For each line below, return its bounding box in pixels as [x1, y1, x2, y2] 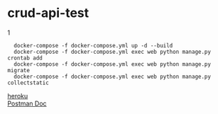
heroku [7, 91, 28, 100]
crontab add [7, 55, 43, 62]
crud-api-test [7, 5, 89, 21]
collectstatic [7, 79, 50, 86]
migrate [7, 67, 31, 74]
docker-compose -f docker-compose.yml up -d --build [13, 42, 173, 49]
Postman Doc [7, 99, 48, 108]
